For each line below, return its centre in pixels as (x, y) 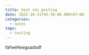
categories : (18, 19)
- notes (18, 24)
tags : (11, 28)
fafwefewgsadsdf (23, 47)
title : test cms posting (31, 10)
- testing (20, 33)
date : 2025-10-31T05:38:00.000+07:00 (45, 14)
